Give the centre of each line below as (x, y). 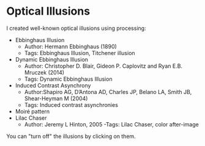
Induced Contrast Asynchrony (53, 85)
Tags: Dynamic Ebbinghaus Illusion (68, 79)
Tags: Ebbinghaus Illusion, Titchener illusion (80, 53)
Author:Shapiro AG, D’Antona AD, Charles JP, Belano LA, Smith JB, (108, 92)
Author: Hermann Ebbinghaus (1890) (71, 46)
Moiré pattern (32, 111)
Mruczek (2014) (44, 72)
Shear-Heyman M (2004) (56, 98)
